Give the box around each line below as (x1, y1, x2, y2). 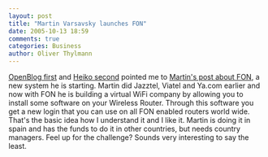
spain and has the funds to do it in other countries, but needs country (8, 124, 241, 133)
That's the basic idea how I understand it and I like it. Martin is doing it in (8, 116, 251, 124)
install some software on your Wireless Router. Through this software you (8, 98, 254, 107)
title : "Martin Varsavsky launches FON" (8, 20, 148, 28)
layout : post (8, 11, 53, 20)
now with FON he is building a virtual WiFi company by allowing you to (8, 89, 244, 98)
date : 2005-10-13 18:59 (8, 27, 89, 35)
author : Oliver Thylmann (8, 50, 93, 58)
